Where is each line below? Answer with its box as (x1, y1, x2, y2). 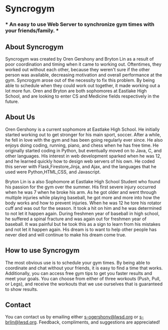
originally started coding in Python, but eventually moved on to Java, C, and (5, 147, 162, 153)
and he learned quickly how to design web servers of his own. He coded (5, 158, 155, 164)
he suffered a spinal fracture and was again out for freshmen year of (5, 216, 147, 222)
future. (5, 98, 19, 104)
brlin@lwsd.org (5, 319, 37, 325)
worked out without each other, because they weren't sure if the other (5, 66, 150, 73)
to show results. (5, 286, 39, 292)
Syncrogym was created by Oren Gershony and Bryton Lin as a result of (5, 56, 154, 62)
